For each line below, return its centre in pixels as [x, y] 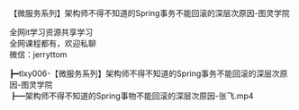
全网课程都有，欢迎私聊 [53, 43]
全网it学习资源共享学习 [51, 32]
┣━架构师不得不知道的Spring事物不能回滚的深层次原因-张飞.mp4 [131, 96]
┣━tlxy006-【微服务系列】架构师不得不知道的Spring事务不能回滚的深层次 [145, 73]
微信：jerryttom [38, 55]
